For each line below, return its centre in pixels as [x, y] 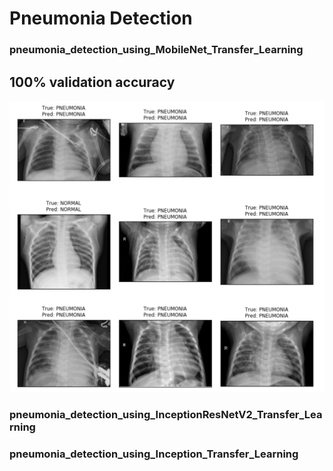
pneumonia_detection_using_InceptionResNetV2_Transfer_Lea [166, 414]
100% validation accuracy [92, 82]
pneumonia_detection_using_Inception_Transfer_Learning [154, 454]
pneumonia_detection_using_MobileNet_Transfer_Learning [156, 50]
